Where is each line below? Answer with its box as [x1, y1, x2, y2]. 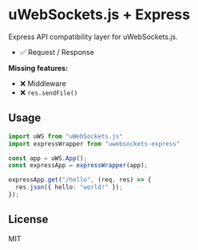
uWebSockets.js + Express [8, 6, 190, 24]
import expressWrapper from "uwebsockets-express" [8, 139, 180, 148]
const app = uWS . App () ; [8, 154, 88, 162]
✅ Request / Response [19, 47, 94, 57]
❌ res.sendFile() [19, 88, 78, 97]
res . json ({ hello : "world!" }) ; [15, 183, 124, 192]
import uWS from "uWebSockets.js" [8, 132, 124, 140]
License [8, 213, 49, 226]
